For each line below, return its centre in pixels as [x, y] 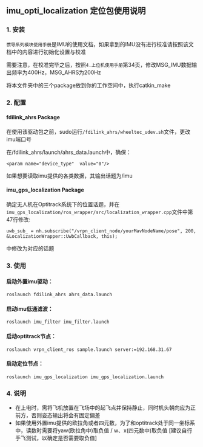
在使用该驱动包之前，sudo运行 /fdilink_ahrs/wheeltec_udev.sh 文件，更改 [98, 131]
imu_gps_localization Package [45, 190]
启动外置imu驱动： [30, 281]
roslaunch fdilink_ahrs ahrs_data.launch [59, 295]
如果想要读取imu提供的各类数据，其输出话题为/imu [69, 176]
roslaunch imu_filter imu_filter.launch [58, 322]
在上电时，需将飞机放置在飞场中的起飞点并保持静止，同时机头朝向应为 [103, 408]
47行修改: [18, 220]
